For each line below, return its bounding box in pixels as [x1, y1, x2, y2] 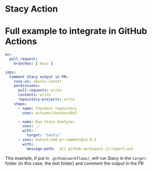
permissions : [14, 84, 40, 88]
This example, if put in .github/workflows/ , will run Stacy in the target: [5, 155, 148, 161]
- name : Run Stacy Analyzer [17, 119, 75, 124]
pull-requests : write [17, 88, 62, 93]
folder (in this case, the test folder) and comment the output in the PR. [5, 160, 145, 166]
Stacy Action [5, 3, 58, 15]
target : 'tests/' [26, 133, 62, 138]
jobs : [5, 69, 16, 75]
